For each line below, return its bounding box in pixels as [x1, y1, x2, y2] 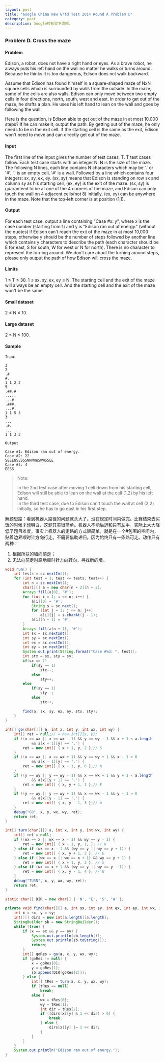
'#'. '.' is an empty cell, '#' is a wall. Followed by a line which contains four [5, 170, 154, 175]
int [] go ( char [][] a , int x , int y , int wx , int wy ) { [5, 727, 120, 732]
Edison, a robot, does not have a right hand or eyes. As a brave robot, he [5, 60, 152, 67]
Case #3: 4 [5, 462, 27, 467]
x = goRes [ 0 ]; [31, 960, 60, 966]
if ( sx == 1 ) [23, 658, 48, 663]
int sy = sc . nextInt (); [23, 635, 71, 641]
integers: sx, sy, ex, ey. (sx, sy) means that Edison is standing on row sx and [5, 175, 159, 181]
